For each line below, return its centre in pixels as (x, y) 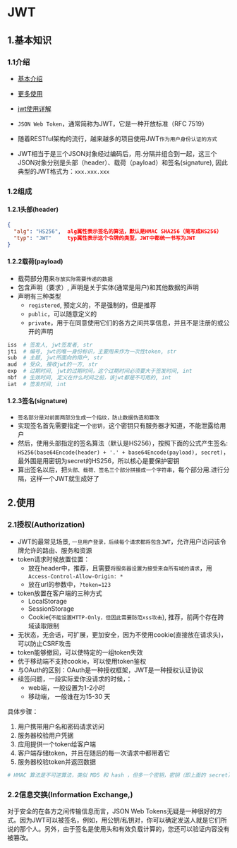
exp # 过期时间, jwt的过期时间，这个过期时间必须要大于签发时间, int (100, 371)
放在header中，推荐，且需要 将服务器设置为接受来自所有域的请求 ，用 (120, 568)
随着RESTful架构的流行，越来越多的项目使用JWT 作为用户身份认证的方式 (117, 138)
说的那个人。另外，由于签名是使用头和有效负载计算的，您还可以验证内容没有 (119, 829)
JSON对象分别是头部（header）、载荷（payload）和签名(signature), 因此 (122, 162)
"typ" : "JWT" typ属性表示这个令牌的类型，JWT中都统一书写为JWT (105, 238)
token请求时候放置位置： (54, 559)
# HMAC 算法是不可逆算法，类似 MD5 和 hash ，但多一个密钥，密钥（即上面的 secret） (120, 775)
